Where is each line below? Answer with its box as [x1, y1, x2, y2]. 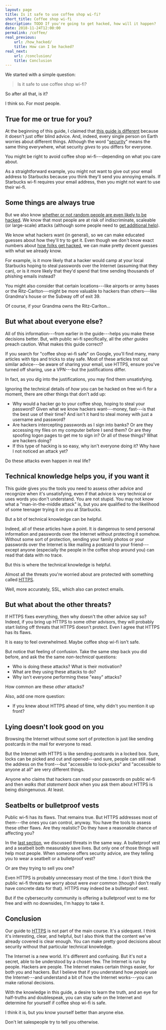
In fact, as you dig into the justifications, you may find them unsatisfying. [5, 376, 154, 382]
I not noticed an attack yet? [12, 448, 68, 454]
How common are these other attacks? [5, 684, 84, 690]
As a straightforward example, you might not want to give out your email [5, 168, 153, 174]
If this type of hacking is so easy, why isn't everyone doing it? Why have [12, 443, 160, 449]
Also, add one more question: [5, 693, 65, 699]
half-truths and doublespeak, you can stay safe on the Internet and [5, 994, 142, 1000]
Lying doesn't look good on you [5, 723, 104, 731]
